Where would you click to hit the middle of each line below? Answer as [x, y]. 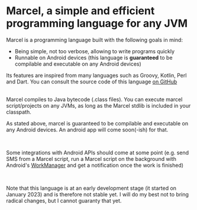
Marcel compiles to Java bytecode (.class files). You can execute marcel [94, 99]
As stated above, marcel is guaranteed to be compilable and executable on [97, 123]
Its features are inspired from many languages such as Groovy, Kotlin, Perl [96, 75]
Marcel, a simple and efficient [80, 11]
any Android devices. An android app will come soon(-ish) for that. [87, 130]
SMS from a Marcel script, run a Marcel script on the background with [91, 159]
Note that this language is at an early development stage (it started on [91, 188]
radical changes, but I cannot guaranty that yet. [64, 201]
